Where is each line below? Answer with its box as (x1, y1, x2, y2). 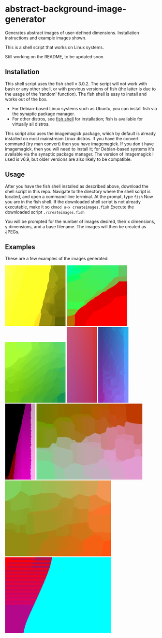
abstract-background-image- (5, 3, 127, 15)
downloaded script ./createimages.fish (5, 209, 85, 215)
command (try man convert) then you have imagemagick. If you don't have (5, 141, 154, 147)
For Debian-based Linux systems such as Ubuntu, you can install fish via (12, 105, 157, 111)
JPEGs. (5, 229, 20, 235)
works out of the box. (5, 96, 48, 102)
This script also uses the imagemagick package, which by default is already (5, 130, 156, 136)
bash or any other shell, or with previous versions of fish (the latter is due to (5, 86, 156, 92)
